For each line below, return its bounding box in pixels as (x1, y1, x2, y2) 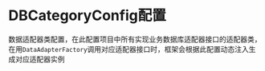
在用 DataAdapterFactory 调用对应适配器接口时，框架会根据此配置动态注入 (8, 44, 249, 53)
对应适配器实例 (14, 54, 65, 64)
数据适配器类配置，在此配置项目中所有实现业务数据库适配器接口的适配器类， (8, 34, 262, 44)
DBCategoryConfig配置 (8, 6, 166, 25)
